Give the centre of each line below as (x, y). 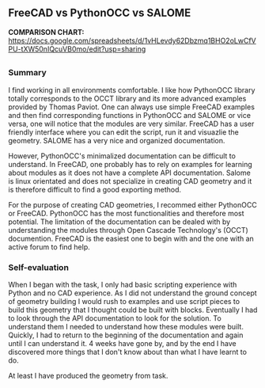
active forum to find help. (49, 247)
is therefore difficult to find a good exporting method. (95, 189)
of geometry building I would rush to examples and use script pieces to (124, 301)
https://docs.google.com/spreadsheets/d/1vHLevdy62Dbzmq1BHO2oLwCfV (132, 40)
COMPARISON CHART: (46, 32)
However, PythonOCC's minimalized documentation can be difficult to (122, 156)
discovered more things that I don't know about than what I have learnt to (128, 352)
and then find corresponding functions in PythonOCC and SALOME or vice (130, 115)
